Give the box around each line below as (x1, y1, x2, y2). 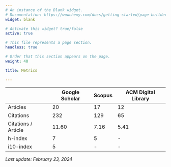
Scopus (94, 92, 113, 99)
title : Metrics (5, 68, 38, 73)
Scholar (61, 95, 80, 102)
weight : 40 (5, 59, 28, 64)
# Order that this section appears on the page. (5, 54, 110, 59)
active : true (5, 31, 33, 36)
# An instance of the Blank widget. (5, 7, 83, 13)
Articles (8, 103, 26, 110)
